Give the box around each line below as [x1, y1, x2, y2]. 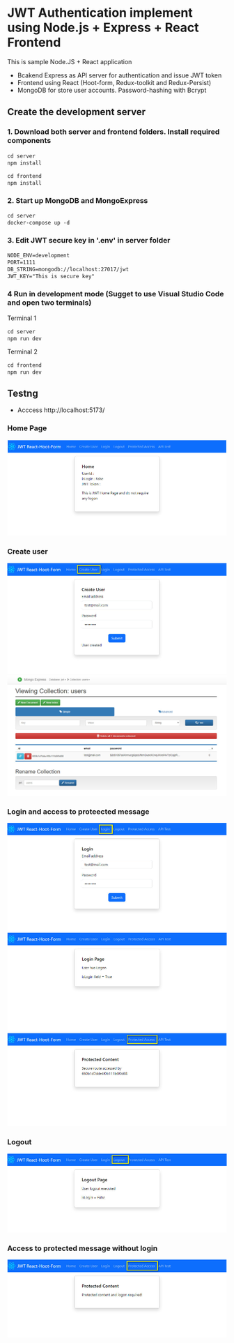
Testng [7, 387, 38, 399]
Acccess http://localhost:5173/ [17, 406, 105, 414]
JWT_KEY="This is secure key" [7, 273, 95, 280]
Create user [7, 546, 48, 556]
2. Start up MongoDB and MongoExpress [7, 195, 148, 205]
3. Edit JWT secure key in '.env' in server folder [7, 235, 171, 245]
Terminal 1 [7, 314, 37, 322]
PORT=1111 [7, 259, 36, 266]
